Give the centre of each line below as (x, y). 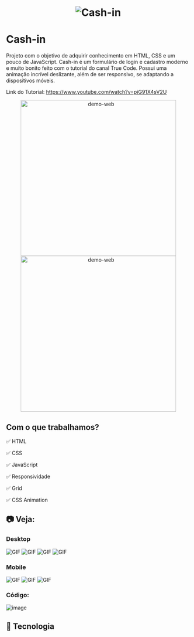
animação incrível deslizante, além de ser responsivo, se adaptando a (90, 74)
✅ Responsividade (28, 476)
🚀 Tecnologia (30, 626)
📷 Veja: (20, 519)
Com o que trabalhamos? (53, 427)
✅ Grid (14, 488)
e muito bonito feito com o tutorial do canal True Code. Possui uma (86, 68)
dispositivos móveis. (31, 81)
